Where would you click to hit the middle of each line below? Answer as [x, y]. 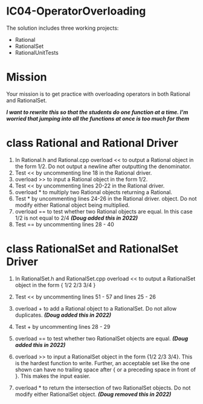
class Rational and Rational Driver [92, 143]
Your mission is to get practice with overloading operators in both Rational [98, 94]
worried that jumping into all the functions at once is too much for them [98, 118]
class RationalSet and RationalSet [92, 249]
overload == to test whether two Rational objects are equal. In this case [104, 211]
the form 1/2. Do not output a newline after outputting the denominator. [103, 166]
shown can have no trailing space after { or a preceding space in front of [105, 369]
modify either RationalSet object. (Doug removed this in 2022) [93, 394]
